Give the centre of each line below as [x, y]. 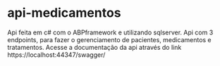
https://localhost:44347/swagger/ [56, 55]
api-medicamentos [64, 13]
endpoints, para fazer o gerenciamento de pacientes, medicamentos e [109, 39]
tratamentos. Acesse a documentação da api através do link [94, 47]
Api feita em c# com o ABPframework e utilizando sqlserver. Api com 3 [110, 32]
